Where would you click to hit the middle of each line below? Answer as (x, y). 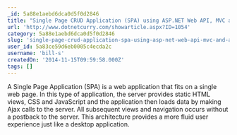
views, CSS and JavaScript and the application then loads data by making (114, 101)
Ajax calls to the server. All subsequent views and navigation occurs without (118, 109)
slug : (15, 40)
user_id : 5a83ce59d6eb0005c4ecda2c (60, 47)
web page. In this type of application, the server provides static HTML (109, 94)
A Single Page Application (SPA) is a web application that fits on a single (112, 86)
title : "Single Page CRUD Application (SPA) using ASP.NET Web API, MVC (116, 20)
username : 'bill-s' (36, 54)
